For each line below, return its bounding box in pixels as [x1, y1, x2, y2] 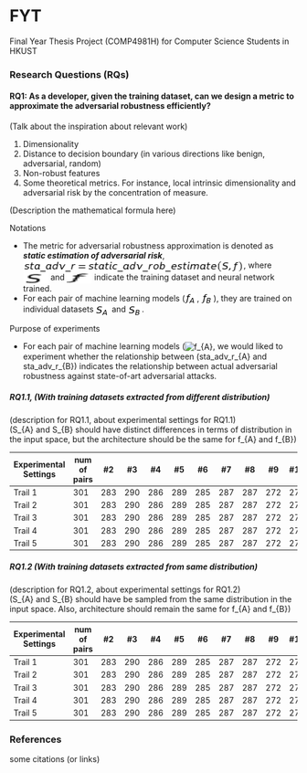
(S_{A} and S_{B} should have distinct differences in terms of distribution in [9, 424, 292, 435]
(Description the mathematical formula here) [9, 205, 176, 216]
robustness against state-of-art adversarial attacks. [22, 371, 217, 382]
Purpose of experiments [9, 323, 101, 334]
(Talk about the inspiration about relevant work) [9, 121, 188, 132]
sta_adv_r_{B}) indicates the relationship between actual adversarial [22, 361, 279, 372]
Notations [9, 223, 47, 234]
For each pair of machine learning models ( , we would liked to [22, 340, 283, 352]
